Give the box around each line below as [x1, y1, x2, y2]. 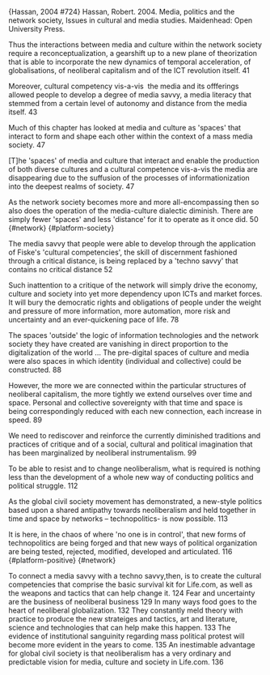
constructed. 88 [8, 365, 62, 374]
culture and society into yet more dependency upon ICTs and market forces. [8, 289, 263, 298]
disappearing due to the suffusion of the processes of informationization [8, 173, 251, 182]
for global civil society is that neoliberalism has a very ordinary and [8, 648, 232, 658]
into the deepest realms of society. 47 [8, 182, 135, 191]
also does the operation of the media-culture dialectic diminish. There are [8, 206, 254, 216]
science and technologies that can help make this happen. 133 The [8, 623, 231, 632]
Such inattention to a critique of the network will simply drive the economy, [8, 280, 258, 290]
